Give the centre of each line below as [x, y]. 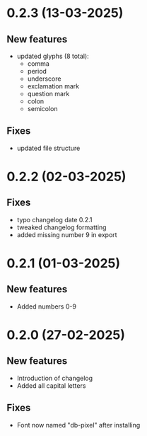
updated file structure [48, 148]
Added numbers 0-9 [47, 306]
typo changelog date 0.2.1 [54, 219]
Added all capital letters [51, 385]
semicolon [42, 109]
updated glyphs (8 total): [53, 56]
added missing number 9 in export [67, 234]
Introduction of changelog [55, 378]
